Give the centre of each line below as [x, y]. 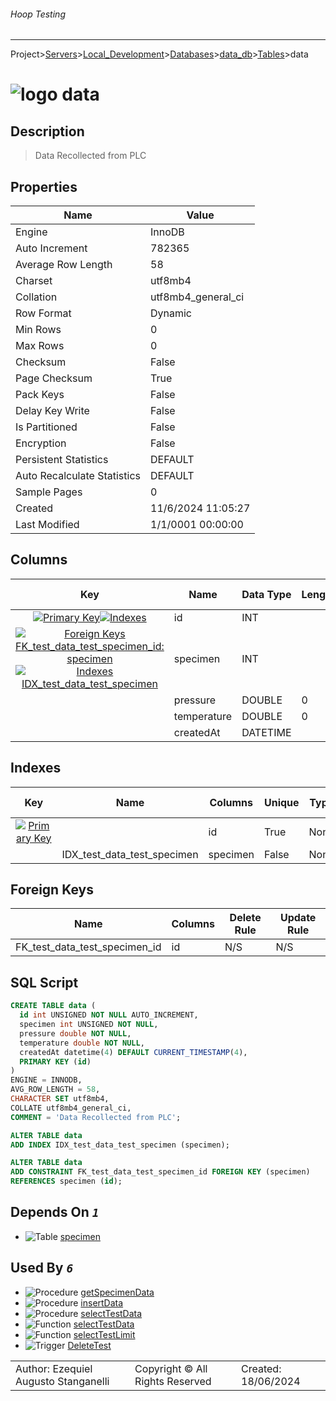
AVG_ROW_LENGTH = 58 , [55, 1090]
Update [298, 918]
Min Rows [38, 330]
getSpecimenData [117, 1292]
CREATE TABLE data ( [53, 1006]
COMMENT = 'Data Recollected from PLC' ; [96, 1117]
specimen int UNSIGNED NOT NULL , [89, 1025]
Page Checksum [54, 378]
